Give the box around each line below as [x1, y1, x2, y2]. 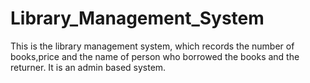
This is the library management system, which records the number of [10, 40, 295, 52]
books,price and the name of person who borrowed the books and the [10, 50, 300, 62]
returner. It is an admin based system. [10, 61, 167, 73]
